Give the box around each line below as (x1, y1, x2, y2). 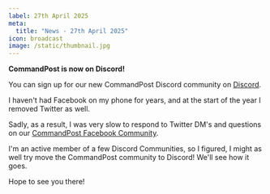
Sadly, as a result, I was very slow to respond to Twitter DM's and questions (8, 120, 262, 129)
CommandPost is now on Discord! (8, 64, 126, 74)
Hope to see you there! (8, 177, 85, 187)
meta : (8, 19, 27, 27)
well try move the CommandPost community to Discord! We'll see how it (8, 153, 250, 162)
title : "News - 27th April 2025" (15, 27, 129, 35)
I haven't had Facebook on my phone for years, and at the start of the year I (8, 95, 261, 105)
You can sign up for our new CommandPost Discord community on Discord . (8, 80, 262, 90)
